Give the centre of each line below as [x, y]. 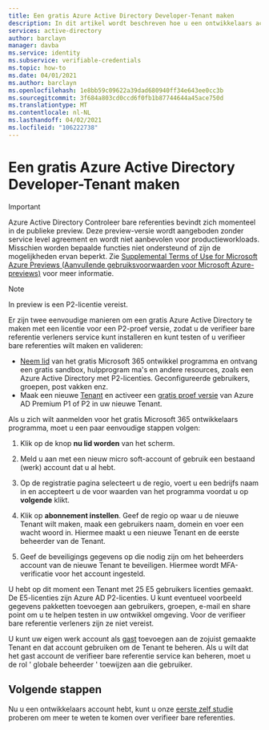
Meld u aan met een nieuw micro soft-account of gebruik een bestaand [137, 459]
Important [24, 206]
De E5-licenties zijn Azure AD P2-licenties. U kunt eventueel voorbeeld [125, 598]
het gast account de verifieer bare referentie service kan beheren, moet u [129, 655]
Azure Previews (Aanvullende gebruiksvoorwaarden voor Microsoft [119, 265]
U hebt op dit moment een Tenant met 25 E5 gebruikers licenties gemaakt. [131, 589]
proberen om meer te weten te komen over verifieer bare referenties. [122, 717]
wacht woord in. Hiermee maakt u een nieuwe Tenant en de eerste [130, 532]
